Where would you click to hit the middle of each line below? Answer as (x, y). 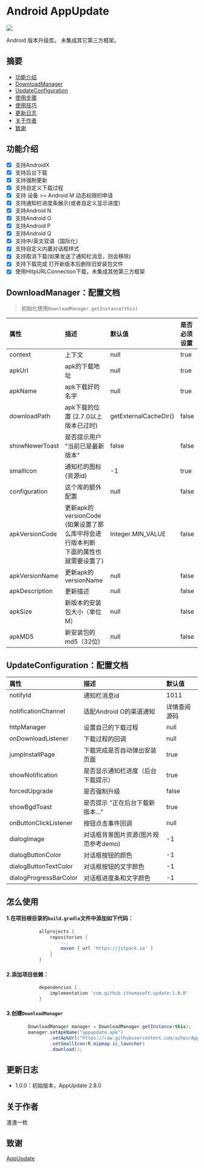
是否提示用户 (83, 437)
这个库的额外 (83, 487)
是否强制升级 (102, 791)
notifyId (20, 695)
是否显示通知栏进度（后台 (120, 771)
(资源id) (76, 476)
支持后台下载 (31, 172)
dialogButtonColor (35, 855)
